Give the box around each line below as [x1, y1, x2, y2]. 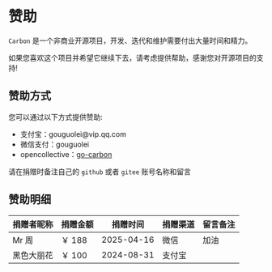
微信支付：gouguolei [19, 139, 90, 149]
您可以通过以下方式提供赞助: [8, 112, 104, 121]
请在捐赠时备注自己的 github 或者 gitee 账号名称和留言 [8, 167, 192, 176]
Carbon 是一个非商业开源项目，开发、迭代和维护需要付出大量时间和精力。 [8, 36, 253, 45]
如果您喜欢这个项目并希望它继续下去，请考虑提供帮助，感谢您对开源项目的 [8, 53, 257, 62]
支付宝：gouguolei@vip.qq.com [19, 129, 127, 138]
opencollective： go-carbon [19, 149, 113, 159]
